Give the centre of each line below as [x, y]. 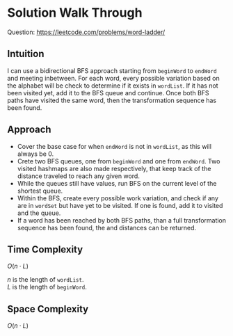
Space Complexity [48, 309]
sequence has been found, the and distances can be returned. [107, 227]
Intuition [26, 54]
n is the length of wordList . [46, 280]
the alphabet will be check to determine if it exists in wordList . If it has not [113, 86]
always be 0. [35, 154]
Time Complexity [45, 249]
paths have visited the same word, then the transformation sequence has [112, 100]
